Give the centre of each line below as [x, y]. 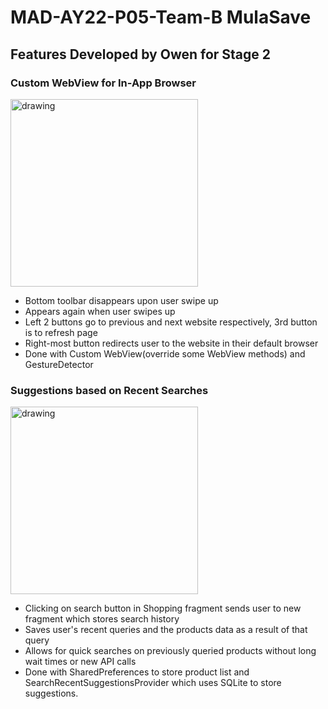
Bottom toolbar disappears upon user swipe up [121, 300]
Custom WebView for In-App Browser [103, 83]
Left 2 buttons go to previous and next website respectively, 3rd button [171, 322]
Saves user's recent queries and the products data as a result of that [166, 630]
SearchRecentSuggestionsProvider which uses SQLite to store [153, 683]
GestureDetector [59, 364]
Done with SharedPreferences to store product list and [137, 672]
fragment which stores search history [102, 619]
